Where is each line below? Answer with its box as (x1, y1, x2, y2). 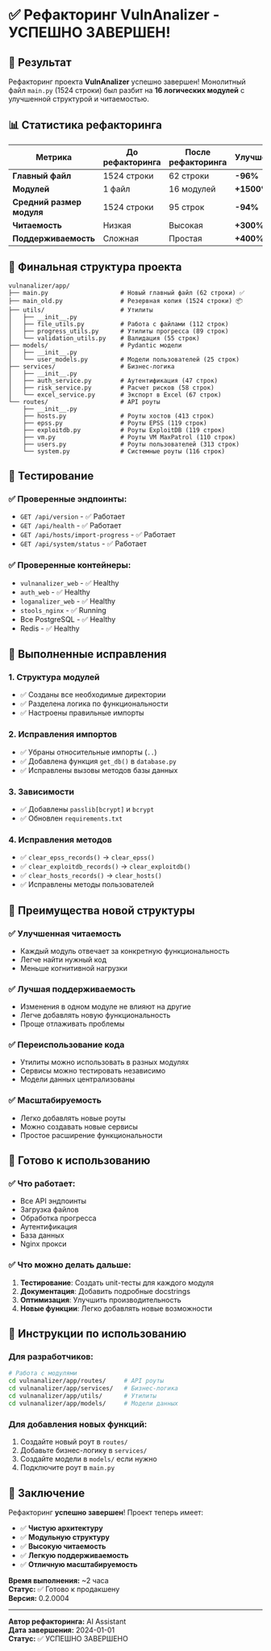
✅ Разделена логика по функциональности (19, 699, 169, 708)
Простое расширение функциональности (19, 1130, 163, 1140)
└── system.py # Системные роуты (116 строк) (23, 447, 226, 456)
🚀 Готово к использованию (8, 1153, 151, 1168)
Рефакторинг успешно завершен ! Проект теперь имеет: (8, 1507, 204, 1517)
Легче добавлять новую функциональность (19, 1010, 171, 1020)
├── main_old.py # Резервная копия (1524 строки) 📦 (8, 296, 244, 305)
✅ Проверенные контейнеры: (8, 560, 131, 571)
